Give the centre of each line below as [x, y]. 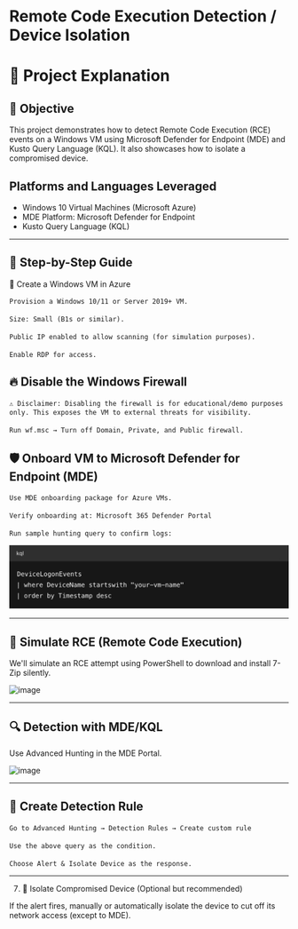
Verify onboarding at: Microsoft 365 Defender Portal [111, 516]
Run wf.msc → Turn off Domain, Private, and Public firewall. [126, 430]
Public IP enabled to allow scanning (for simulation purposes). [132, 337]
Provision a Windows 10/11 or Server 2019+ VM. [99, 301]
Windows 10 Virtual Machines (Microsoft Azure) [109, 207]
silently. [37, 672]
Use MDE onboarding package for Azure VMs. [91, 498]
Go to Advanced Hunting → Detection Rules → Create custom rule [130, 828]
